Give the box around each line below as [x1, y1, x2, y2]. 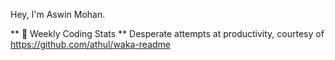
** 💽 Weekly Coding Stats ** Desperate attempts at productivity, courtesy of [10, 28, 325, 39]
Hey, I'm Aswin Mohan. [10, 9, 106, 20]
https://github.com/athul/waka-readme [10, 39, 171, 50]
